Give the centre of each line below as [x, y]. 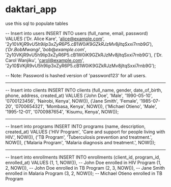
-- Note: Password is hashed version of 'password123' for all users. [76, 75]
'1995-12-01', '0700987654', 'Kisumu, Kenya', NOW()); [62, 112]
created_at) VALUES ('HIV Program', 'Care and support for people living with [85, 132]
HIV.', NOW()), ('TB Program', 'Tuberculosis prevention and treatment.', [79, 137]
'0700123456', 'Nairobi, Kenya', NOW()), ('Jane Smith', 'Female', [72, 101]
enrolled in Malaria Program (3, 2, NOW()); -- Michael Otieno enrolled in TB [84, 173]
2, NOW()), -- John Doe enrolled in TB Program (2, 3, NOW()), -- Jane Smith [85, 168]
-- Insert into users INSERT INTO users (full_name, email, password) [77, 33]
